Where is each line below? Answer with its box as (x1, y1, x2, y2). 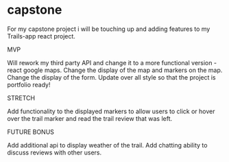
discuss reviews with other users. (7, 148, 102, 157)
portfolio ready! (7, 80, 51, 89)
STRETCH (7, 93, 36, 102)
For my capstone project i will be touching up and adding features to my (7, 25, 210, 33)
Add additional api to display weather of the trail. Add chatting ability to (7, 141, 208, 149)
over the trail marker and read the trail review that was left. (7, 114, 173, 122)
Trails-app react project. (7, 32, 75, 40)
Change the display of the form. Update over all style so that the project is (7, 73, 216, 81)
